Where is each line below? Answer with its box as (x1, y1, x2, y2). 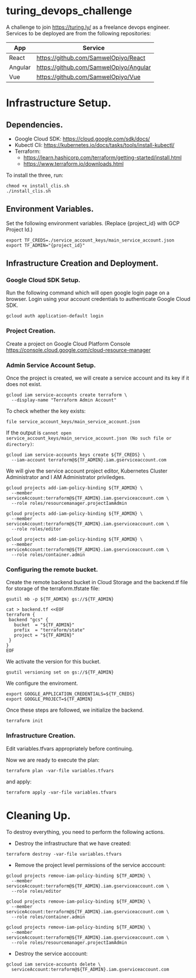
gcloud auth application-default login (6, 313, 104, 319)
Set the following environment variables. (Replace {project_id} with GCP (6, 219, 180, 227)
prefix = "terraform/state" (13, 627, 85, 633)
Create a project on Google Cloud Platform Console (6, 340, 131, 347)
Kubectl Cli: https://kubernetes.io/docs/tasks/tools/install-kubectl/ (14, 141, 175, 148)
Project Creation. (6, 327, 56, 335)
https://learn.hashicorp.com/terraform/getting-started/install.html (23, 154, 182, 161)
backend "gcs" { (8, 617, 49, 623)
